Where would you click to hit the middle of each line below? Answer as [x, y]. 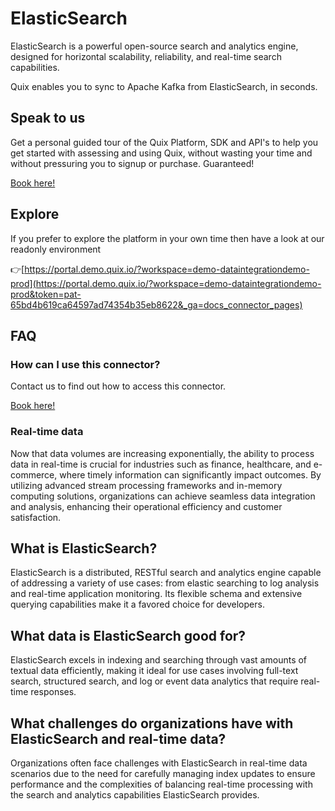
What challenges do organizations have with [152, 723]
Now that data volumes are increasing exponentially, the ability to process [162, 453]
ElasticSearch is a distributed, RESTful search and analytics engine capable [166, 573]
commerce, [34, 474]
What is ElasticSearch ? [84, 548]
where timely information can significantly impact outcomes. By [190, 474]
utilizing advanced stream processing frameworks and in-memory [146, 485]
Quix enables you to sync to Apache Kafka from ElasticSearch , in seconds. [164, 86]
